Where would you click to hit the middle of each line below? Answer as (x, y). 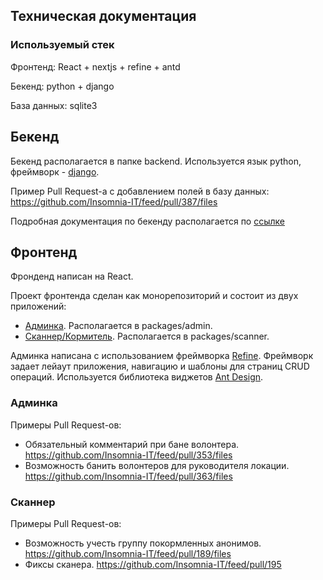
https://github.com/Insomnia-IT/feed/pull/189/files (128, 553)
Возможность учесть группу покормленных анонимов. (143, 543)
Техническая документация (103, 16)
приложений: (38, 306)
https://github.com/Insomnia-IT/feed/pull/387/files (114, 201)
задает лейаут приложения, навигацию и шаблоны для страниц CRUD (160, 366)
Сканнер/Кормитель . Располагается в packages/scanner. (147, 336)
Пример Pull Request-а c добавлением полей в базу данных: (140, 191)
